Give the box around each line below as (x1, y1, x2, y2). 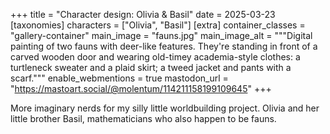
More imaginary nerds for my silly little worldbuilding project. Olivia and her (10, 102, 320, 114)
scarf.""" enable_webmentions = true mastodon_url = (10, 72, 229, 84)
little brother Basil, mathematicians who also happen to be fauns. (10, 113, 277, 124)
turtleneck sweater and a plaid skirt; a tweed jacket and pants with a (10, 62, 292, 73)
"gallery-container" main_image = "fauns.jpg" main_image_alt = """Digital (10, 30, 313, 41)
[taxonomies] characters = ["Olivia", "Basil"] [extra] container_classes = (10, 19, 306, 31)
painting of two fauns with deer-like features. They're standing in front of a (10, 40, 318, 52)
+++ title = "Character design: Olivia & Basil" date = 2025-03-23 (10, 9, 276, 20)
